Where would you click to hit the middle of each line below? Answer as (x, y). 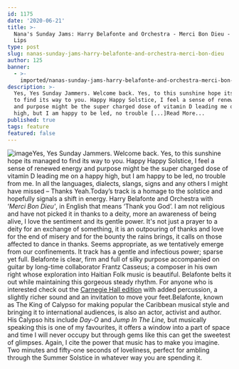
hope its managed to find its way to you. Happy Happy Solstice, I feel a (111, 161)
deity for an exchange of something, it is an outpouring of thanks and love (116, 229)
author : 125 (25, 61)
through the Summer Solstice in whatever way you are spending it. (105, 358)
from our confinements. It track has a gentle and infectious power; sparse (115, 252)
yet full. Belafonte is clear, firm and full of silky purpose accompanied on (113, 259)
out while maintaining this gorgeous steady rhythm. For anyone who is (110, 282)
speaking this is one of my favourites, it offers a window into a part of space (119, 328)
